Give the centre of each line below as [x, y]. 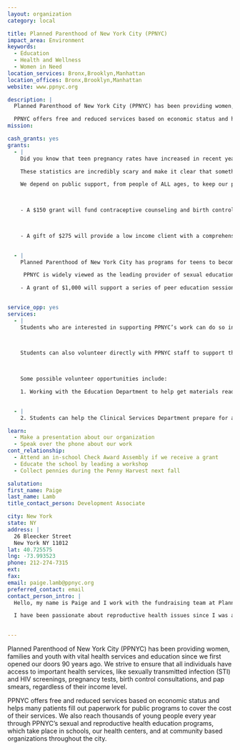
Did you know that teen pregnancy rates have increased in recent [121, 159]
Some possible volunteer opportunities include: [94, 379]
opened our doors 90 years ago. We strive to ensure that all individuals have [120, 664]
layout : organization [40, 14]
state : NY [22, 523]
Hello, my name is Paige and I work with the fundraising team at [115, 603]
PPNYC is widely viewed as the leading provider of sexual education [129, 275]
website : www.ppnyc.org [43, 86]
